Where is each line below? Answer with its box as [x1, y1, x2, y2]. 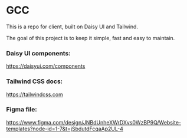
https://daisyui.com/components [6, 63, 86, 70]
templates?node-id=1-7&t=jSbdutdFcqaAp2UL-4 [6, 125, 124, 132]
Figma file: [6, 106, 37, 114]
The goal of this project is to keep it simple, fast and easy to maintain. [6, 34, 175, 41]
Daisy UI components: [6, 49, 71, 57]
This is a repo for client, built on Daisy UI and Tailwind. [6, 23, 139, 30]
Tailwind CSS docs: [6, 77, 63, 86]
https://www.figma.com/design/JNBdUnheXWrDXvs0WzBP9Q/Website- [6, 119, 182, 126]
